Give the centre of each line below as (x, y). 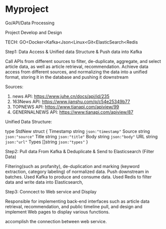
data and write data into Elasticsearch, (44, 182)
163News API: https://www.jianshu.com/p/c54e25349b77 (71, 101)
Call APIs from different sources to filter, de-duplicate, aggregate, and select (83, 61)
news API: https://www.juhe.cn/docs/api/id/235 (61, 96)
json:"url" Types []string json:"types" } (47, 142)
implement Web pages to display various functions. (57, 212)
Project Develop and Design (34, 32)
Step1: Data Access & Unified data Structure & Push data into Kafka (74, 52)
